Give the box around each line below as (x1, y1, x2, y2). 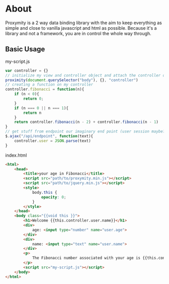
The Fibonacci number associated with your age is (32, 255, 141, 261)
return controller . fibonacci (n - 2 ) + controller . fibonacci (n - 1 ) (14, 119, 158, 125)
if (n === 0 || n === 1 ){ (14, 105, 69, 111)
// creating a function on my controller (5, 82, 94, 87)
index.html (5, 152, 27, 158)
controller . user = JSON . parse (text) (14, 138, 92, 144)
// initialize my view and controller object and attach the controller (5, 73, 161, 78)
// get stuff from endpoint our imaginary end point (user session (5, 129, 150, 134)
